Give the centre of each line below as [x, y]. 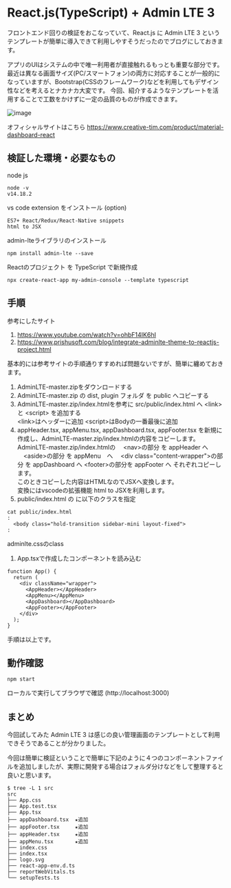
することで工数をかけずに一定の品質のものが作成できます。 [97, 99]
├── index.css [27, 848]
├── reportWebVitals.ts [41, 872]
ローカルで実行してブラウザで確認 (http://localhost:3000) [88, 693]
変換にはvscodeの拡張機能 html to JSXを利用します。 [92, 490]
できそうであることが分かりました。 [58, 743]
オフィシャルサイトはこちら [46, 127]
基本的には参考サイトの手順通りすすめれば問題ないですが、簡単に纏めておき [115, 363]
